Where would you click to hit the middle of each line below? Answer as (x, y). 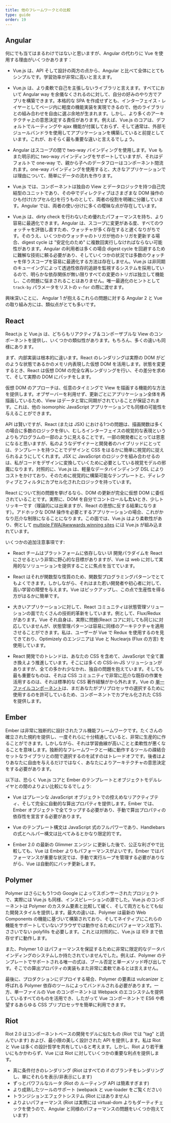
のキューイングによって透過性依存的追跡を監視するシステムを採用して (86, 268)
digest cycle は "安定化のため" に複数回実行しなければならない (88, 242)
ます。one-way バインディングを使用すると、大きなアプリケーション (89, 169)
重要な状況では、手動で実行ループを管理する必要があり (102, 857)
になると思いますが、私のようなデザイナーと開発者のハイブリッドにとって (83, 443)
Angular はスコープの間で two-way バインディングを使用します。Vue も (88, 150)
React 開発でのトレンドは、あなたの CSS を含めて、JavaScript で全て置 (88, 656)
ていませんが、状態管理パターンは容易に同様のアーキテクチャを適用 (93, 626)
